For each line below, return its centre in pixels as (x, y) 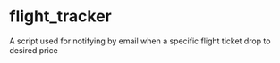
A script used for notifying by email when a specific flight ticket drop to (140, 41)
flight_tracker (60, 16)
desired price (34, 50)
